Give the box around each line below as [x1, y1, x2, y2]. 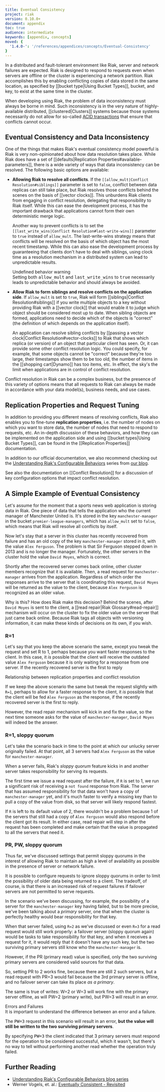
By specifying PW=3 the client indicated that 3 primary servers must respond [5, 1033, 160, 1039]
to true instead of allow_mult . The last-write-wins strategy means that [12, 233, 155, 239]
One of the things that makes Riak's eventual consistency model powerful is [5, 146, 159, 152]
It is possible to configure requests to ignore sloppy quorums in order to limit [5, 873, 161, 879]
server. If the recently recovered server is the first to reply [5, 665, 123, 670]
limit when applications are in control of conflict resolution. [12, 367, 132, 373]
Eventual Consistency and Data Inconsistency [5, 133, 149, 141]
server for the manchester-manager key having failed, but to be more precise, [5, 903, 159, 909]
